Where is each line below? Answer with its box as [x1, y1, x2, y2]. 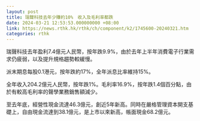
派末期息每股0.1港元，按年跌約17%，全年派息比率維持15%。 [6, 68, 154, 75]
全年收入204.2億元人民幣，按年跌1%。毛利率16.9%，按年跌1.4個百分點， [6, 81, 187, 88]
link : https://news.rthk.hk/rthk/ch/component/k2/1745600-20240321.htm [6, 25, 189, 32]
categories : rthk [6, 31, 50, 37]
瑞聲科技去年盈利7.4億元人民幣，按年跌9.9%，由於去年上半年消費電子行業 [6, 48, 189, 55]
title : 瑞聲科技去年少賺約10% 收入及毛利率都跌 [6, 14, 114, 20]
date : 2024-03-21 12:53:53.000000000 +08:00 [6, 20, 119, 26]
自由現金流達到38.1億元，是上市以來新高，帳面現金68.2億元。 [22, 108, 174, 116]
